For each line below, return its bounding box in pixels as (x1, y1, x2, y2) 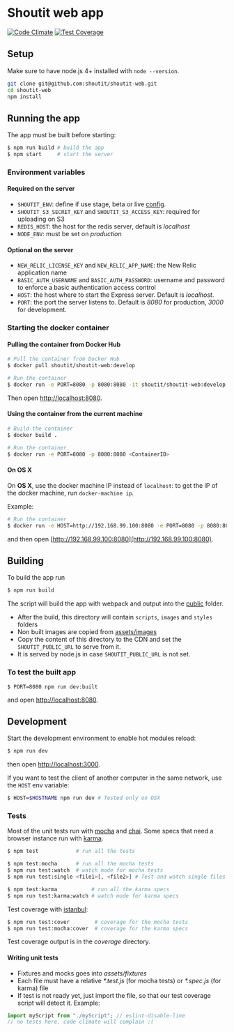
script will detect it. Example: (17, 999, 100, 1007)
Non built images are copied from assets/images (17, 628, 157, 636)
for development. (17, 305, 68, 314)
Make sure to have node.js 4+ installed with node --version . (7, 66, 180, 75)
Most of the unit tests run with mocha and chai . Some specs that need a (7, 827, 214, 835)
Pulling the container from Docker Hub (7, 340, 121, 348)
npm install (7, 93, 42, 100)
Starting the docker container (7, 323, 109, 332)
